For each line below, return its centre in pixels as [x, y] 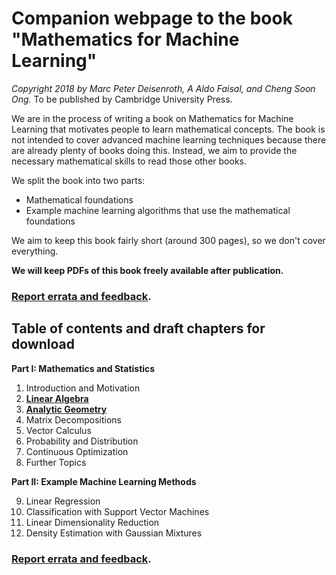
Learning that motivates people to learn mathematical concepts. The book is [168, 129]
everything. [35, 251]
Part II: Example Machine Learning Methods [104, 481]
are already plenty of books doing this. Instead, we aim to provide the [154, 150]
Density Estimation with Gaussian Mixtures [114, 533]
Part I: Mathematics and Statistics [83, 368]
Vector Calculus [58, 430]
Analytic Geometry [66, 409]
